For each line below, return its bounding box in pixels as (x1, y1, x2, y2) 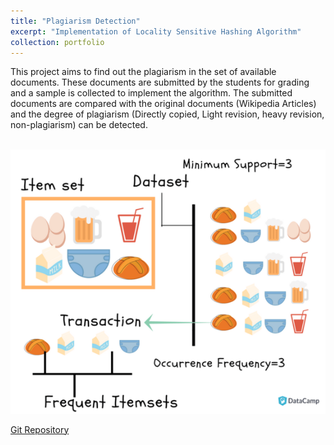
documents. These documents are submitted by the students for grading (10, 76, 310, 89)
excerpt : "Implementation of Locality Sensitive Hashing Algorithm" (10, 26, 302, 37)
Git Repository (10, 423, 70, 435)
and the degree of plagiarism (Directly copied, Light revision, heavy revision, (10, 108, 325, 120)
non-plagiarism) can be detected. (10, 119, 148, 131)
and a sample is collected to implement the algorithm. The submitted (10, 87, 293, 99)
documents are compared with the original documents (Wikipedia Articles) (10, 98, 317, 110)
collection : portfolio (10, 37, 105, 47)
